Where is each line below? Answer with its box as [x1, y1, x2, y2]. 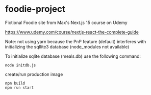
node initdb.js [5, 63, 36, 68]
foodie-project [5, 3, 66, 15]
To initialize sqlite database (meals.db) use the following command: [5, 53, 141, 59]
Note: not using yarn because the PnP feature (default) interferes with [5, 38, 146, 45]
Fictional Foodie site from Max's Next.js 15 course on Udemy [5, 20, 127, 25]
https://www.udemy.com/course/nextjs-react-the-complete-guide [5, 29, 139, 35]
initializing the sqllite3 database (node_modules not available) [5, 44, 129, 49]
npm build [5, 81, 25, 86]
